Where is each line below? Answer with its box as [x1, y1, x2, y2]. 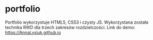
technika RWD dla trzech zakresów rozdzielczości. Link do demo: [5, 24, 136, 30]
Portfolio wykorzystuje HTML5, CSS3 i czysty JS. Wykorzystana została [5, 19, 149, 25]
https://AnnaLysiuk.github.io [5, 29, 61, 35]
